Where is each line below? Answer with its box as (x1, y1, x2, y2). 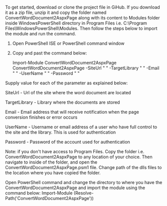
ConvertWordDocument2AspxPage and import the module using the (5, 185, 146, 191)
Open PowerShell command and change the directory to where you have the (5, 180, 163, 185)
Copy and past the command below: (12, 50, 87, 56)
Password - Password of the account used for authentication (5, 139, 131, 145)
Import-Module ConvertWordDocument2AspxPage (12, 60, 117, 65)
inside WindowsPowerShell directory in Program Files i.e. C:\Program (5, 20, 147, 26)
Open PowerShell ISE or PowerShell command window (12, 40, 125, 46)
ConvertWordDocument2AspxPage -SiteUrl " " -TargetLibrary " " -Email (12, 65, 160, 71)
